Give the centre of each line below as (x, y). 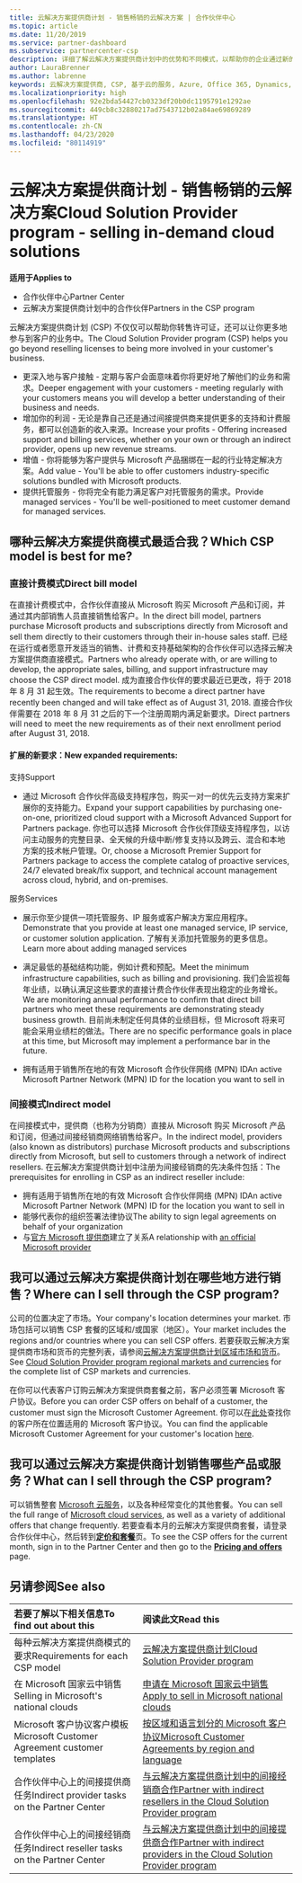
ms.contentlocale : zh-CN (56, 127)
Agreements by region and (199, 1749)
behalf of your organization (72, 1226)
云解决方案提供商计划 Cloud (200, 1649)
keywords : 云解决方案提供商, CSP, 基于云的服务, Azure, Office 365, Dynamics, (151, 84)
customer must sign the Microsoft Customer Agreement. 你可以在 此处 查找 (146, 1412)
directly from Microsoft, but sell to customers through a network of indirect (148, 1156)
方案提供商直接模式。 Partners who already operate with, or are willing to (143, 659)
